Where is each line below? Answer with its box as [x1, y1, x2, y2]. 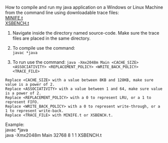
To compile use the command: [12, 45, 75, 51]
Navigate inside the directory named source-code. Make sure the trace [12, 30, 159, 36]
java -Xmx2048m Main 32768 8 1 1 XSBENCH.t [5, 132, 102, 138]
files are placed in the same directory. [12, 35, 91, 41]
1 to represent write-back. [5, 108, 64, 113]
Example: [5, 121, 25, 127]
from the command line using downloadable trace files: [5, 10, 119, 16]
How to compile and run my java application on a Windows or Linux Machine [5, 5, 163, 10]
